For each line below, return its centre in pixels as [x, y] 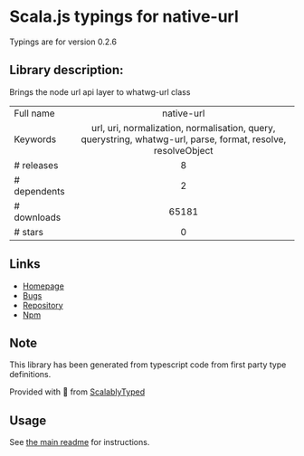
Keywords [35, 139]
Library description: [66, 70]
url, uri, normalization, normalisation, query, [184, 128]
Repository [43, 305]
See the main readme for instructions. [80, 442]
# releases [36, 165]
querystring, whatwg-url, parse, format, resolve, [184, 139]
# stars [28, 232]
